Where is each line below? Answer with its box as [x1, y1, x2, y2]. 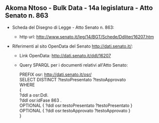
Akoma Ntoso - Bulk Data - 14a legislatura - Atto [5, 4, 153, 12]
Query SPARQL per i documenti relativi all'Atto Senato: [19, 62, 128, 68]
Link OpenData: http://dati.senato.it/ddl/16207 [19, 53, 111, 58]
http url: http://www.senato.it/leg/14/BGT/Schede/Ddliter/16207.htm [19, 34, 154, 39]
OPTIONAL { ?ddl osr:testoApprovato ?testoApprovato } [19, 107, 131, 113]
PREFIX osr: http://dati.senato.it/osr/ [19, 71, 92, 77]
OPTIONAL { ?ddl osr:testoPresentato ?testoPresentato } [19, 102, 133, 108]
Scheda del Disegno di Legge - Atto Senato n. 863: [12, 24, 114, 30]
